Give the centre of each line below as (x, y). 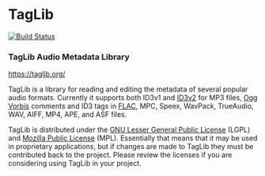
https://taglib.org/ (37, 74)
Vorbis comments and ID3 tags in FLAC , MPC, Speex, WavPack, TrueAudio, (131, 106)
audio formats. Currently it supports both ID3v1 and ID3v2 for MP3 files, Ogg (133, 98)
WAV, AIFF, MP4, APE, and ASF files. (68, 114)
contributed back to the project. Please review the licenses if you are (120, 155)
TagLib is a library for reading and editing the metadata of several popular (128, 89)
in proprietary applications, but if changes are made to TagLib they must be (131, 147)
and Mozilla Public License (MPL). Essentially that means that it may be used (133, 138)
